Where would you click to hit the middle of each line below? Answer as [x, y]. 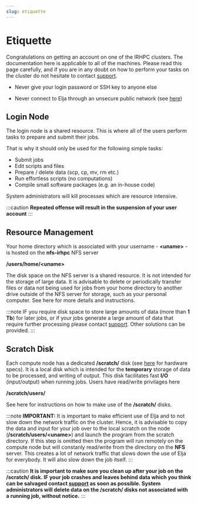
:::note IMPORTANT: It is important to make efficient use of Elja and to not [96, 416]
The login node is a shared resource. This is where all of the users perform [96, 131]
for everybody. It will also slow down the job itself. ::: [70, 459]
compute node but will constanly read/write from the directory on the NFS [96, 447]
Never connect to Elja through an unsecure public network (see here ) [98, 98]
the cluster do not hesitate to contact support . [62, 75]
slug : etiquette [26, 11]
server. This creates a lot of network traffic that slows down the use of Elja [96, 453]
